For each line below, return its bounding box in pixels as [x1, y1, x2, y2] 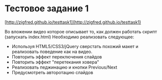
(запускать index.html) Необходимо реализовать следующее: [4, 34, 134, 40]
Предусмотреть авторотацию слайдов [11, 69, 94, 75]
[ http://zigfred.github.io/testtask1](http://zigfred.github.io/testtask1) [4, 19, 141, 25]
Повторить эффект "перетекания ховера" [11, 59, 99, 65]
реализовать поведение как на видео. [11, 49, 93, 54]
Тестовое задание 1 [4, 3, 89, 14]
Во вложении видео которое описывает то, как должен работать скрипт [4, 28, 157, 34]
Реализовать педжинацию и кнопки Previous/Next [11, 64, 118, 70]
